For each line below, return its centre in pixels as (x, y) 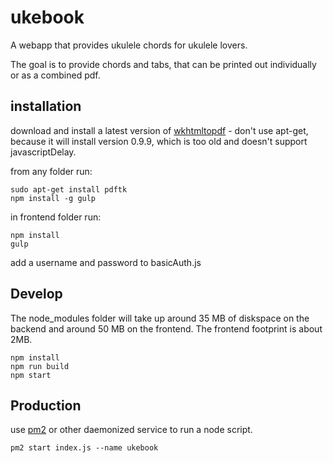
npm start (31, 375)
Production (46, 405)
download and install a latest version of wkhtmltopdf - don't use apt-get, (159, 130)
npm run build (40, 366)
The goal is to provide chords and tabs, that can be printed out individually (163, 64)
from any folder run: (51, 171)
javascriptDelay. (43, 152)
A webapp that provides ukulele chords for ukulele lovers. (129, 45)
